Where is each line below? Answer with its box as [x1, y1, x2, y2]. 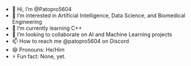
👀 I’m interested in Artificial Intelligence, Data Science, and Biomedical [11, 12, 186, 19]
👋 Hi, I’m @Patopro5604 [11, 6, 72, 12]
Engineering [11, 18, 42, 25]
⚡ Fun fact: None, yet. [11, 53, 66, 59]
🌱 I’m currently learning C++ [11, 24, 82, 32]
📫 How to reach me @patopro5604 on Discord [11, 37, 129, 45]
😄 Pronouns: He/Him [11, 46, 65, 53]
